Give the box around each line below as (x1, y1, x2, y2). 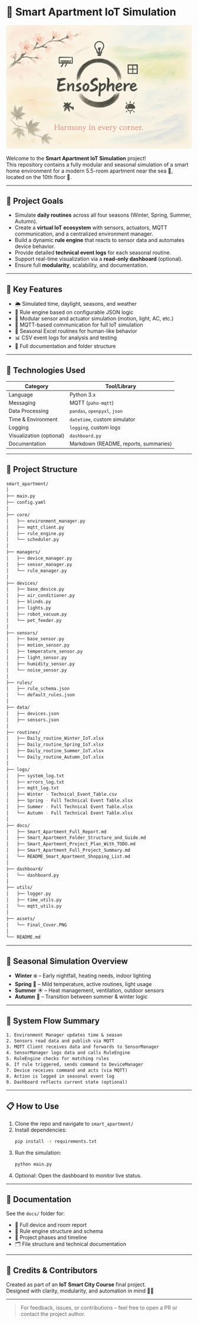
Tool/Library (105, 382, 137, 389)
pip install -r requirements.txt (14, 1138, 97, 1145)
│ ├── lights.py (6, 605, 51, 611)
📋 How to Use (6, 1102, 60, 1112)
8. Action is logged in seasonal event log (6, 1073, 115, 1079)
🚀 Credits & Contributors (6, 1265, 98, 1275)
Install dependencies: (14, 1126, 67, 1133)
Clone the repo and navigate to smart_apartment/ (14, 1120, 134, 1127)
